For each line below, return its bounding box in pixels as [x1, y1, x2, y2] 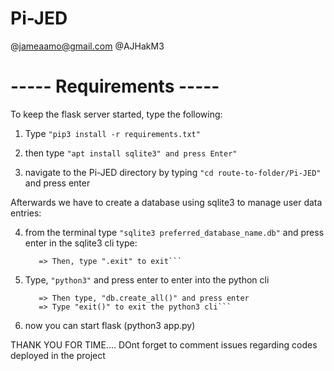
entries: [10, 207, 42, 219]
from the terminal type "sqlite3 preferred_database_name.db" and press [24, 226, 325, 238]
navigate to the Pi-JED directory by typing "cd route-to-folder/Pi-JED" [24, 166, 322, 178]
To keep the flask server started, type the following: [10, 108, 223, 120]
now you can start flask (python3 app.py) [24, 319, 196, 331]
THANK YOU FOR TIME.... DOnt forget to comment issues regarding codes [10, 338, 318, 351]
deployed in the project [10, 349, 106, 361]
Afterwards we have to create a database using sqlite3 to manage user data [10, 196, 323, 208]
